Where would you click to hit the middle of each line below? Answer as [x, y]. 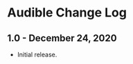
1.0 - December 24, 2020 [62, 38]
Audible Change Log [67, 13]
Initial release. [37, 54]
